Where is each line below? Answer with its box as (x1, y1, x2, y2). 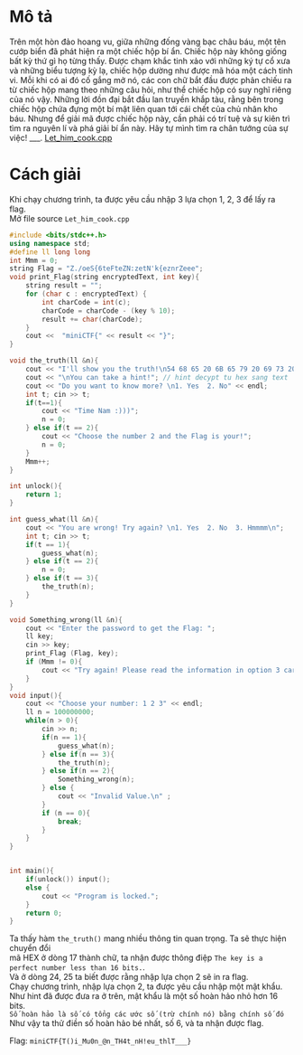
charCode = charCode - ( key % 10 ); (41, 306, 176, 316)
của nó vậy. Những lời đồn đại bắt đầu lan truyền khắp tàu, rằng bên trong (9, 93, 284, 105)
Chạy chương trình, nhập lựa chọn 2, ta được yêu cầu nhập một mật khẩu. (9, 981, 283, 992)
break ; (57, 816, 83, 826)
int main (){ (9, 866, 54, 876)
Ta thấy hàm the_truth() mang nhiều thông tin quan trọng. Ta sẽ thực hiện (9, 933, 287, 944)
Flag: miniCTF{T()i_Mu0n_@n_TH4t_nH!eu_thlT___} (9, 1035, 192, 1046)
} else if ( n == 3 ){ (41, 749, 115, 758)
